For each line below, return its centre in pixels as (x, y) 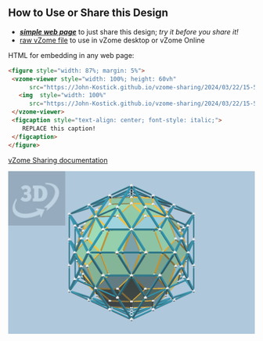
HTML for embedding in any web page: (71, 55)
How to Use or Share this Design (88, 13)
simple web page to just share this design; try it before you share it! (129, 31)
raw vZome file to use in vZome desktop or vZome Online (112, 40)
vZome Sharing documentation (58, 160)
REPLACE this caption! (59, 129)
